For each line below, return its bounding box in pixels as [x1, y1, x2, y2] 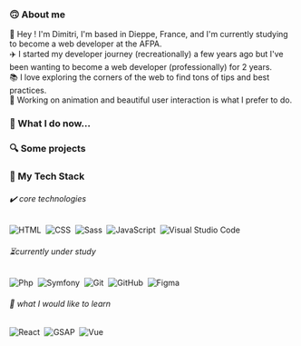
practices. [9, 85, 47, 96]
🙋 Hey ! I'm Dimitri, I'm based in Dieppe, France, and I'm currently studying [9, 29, 288, 40]
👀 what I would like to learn [9, 299, 112, 310]
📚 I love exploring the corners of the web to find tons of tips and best [9, 72, 270, 83]
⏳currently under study [9, 245, 97, 257]
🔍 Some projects [9, 143, 86, 155]
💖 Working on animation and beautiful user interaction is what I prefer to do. [9, 94, 293, 105]
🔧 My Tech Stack [9, 170, 85, 183]
